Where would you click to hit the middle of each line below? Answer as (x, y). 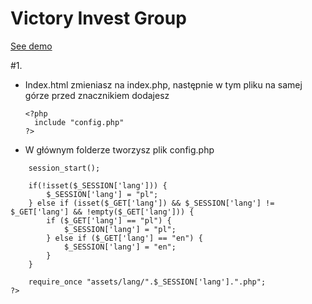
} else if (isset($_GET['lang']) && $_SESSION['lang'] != (151, 203)
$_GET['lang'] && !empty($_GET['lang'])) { (102, 212)
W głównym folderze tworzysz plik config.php (119, 149)
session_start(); (64, 168)
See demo (31, 46)
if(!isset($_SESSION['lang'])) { (98, 185)
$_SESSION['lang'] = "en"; (120, 247)
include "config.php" (79, 122)
